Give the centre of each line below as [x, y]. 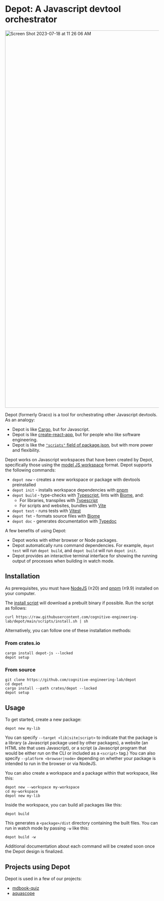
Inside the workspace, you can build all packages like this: [63, 805]
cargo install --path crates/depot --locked [51, 688]
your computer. [20, 593]
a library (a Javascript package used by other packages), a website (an [77, 743]
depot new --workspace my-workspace [42, 787]
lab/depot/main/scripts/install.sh [41, 621]
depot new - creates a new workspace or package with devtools [76, 479]
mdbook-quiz [26, 888]
